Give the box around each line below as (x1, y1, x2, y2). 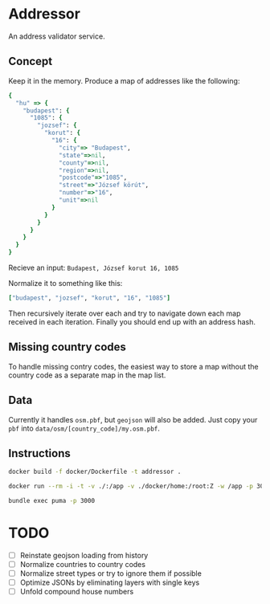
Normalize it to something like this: (8, 279, 123, 288)
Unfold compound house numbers (19, 587, 134, 597)
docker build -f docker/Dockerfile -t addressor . (8, 467, 182, 476)
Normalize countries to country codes (19, 559, 146, 569)
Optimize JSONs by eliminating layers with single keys (19, 577, 200, 587)
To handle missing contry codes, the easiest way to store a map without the (8, 361, 259, 371)
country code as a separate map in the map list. (8, 370, 166, 380)
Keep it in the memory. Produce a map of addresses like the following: (8, 75, 240, 85)
